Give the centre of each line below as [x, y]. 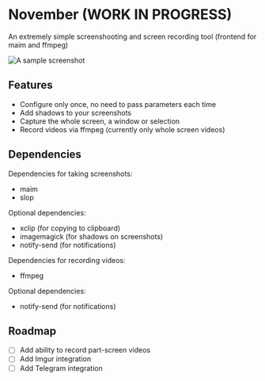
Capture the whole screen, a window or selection [100, 121]
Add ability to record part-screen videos [85, 350]
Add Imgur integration [55, 359]
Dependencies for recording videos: [67, 260]
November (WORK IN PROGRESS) [120, 15]
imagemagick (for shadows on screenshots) [91, 236]
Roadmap [32, 331]
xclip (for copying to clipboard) [70, 228]
